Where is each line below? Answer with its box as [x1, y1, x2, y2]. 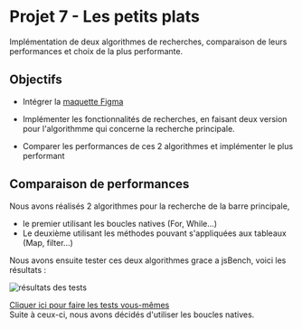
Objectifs [9, 72, 63, 88]
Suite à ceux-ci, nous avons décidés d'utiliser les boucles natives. [9, 309, 255, 320]
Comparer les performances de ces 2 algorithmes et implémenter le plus [22, 140, 294, 151]
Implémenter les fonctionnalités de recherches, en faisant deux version [22, 113, 288, 124]
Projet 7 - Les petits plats [9, 6, 201, 27]
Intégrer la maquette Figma [22, 96, 124, 107]
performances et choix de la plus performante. [9, 45, 184, 56]
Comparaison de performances [9, 176, 190, 192]
